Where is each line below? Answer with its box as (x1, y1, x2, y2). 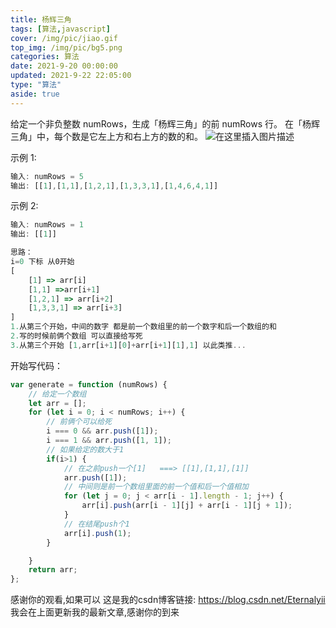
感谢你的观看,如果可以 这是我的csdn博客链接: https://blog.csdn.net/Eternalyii (10, 594, 326, 606)
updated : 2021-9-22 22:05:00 (10, 71, 132, 81)
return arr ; (28, 565, 78, 575)
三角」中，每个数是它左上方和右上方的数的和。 (10, 130, 203, 142)
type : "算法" (10, 80, 62, 90)
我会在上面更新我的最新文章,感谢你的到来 (10, 606, 180, 618)
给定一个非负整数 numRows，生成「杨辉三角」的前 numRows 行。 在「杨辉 (10, 117, 320, 130)
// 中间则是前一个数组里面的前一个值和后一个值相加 (63, 482, 249, 492)
